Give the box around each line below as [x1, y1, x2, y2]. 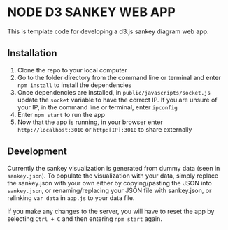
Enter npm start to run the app [17, 110, 106, 118]
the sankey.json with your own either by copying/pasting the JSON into [7, 178, 212, 187]
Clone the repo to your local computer [17, 66, 127, 74]
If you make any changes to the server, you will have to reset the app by [7, 207, 215, 215]
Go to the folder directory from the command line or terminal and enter [17, 73, 222, 82]
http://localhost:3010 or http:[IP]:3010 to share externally [17, 125, 192, 133]
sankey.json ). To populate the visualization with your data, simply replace [7, 171, 219, 180]
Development [7, 146, 68, 158]
